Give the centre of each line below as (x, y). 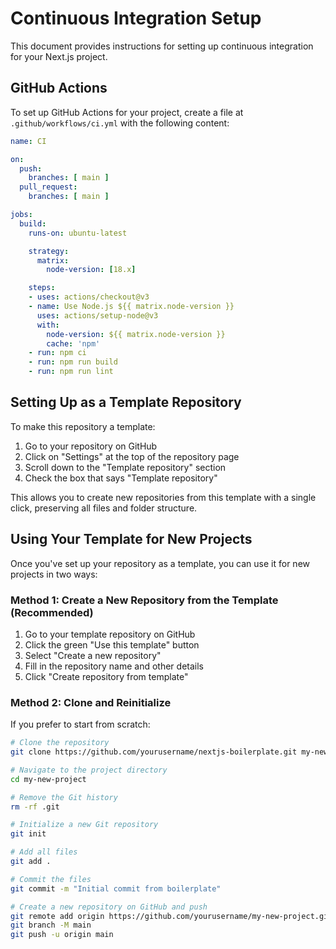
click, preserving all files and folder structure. (104, 508)
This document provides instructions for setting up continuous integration (162, 46)
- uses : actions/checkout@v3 (89, 297)
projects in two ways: (54, 574)
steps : (42, 288)
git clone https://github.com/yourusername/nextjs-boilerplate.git (154, 752)
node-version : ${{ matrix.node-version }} (136, 334)
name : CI (28, 141)
